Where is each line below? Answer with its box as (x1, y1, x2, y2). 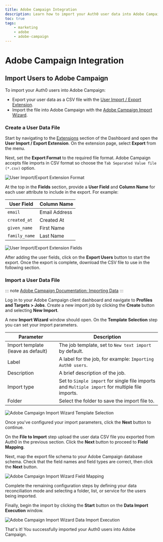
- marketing (14, 25, 38, 30)
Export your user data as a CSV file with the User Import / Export (12, 97, 142, 102)
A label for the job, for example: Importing (59, 356, 154, 362)
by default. (59, 348, 83, 355)
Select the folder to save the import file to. (59, 397, 155, 404)
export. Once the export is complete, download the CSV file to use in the (5, 260, 150, 265)
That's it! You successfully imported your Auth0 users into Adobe (5, 526, 136, 532)
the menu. (5, 146, 25, 151)
